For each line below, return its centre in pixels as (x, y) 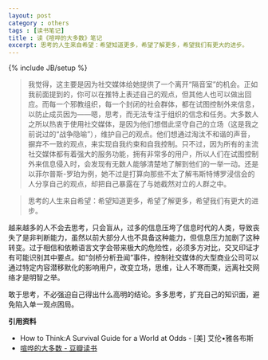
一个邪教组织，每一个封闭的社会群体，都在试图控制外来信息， (157, 104)
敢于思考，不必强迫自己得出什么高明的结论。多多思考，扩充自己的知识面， (130, 295)
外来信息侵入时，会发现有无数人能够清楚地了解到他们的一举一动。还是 (143, 164)
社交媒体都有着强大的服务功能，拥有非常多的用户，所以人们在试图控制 (143, 154)
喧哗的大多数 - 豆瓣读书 (59, 348)
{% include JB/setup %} (48, 68)
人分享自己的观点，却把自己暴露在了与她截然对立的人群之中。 (129, 184)
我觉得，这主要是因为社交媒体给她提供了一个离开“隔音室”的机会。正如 (143, 84)
